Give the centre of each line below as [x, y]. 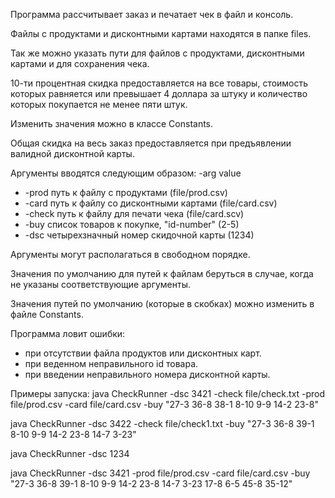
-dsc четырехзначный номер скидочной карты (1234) [139, 235]
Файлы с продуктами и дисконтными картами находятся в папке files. [161, 33]
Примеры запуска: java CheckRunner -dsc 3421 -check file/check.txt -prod [168, 393]
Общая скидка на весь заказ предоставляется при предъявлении [151, 143]
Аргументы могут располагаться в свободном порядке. [130, 254]
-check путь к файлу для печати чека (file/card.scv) [134, 213]
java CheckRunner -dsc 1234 [70, 453]
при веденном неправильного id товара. [111, 363]
